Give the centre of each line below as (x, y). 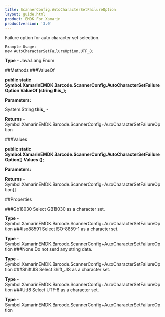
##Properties (19, 199)
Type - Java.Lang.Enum (30, 61)
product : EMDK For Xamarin (33, 19)
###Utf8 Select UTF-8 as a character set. (56, 290)
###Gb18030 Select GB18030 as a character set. (55, 209)
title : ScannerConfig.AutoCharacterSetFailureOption (61, 10)
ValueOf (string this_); (44, 91)
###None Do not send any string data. (53, 249)
